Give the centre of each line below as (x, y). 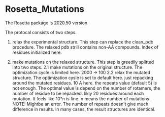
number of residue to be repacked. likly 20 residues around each (78, 93)
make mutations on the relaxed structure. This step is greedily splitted (83, 62)
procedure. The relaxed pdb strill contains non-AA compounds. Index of (85, 47)
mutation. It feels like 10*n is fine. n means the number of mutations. (82, 98)
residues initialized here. (37, 52)
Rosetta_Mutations (45, 9)
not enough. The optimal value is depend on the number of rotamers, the (86, 88)
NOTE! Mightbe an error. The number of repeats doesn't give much (80, 104)
